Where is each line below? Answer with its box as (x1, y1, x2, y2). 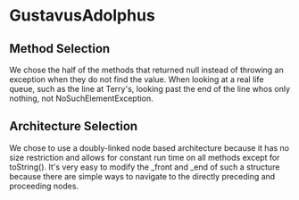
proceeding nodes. (9, 180, 79, 191)
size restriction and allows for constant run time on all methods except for (9, 152, 280, 162)
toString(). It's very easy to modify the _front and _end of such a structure (9, 162, 280, 172)
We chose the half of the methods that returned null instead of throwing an (9, 64, 284, 75)
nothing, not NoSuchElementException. (9, 93, 154, 104)
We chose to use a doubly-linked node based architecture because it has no (9, 142, 290, 153)
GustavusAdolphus (9, 5, 156, 26)
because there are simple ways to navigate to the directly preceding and (9, 171, 276, 181)
